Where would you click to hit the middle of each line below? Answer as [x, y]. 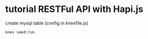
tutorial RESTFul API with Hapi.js [74, 9]
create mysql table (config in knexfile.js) [47, 23]
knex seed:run [20, 32]
